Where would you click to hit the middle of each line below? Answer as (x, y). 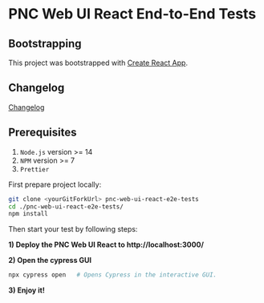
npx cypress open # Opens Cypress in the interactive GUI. (113, 275)
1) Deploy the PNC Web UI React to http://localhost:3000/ (106, 244)
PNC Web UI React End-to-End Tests (132, 14)
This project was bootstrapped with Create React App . (98, 63)
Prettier (35, 169)
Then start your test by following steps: (73, 229)
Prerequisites (43, 133)
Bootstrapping (45, 44)
